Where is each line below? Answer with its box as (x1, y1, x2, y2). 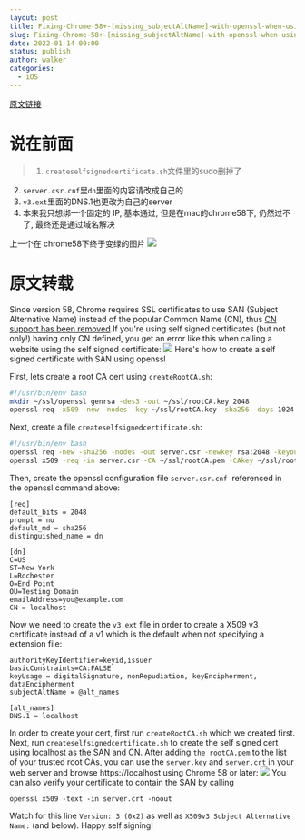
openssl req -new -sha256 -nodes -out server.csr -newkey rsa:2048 (9, 448, 271, 457)
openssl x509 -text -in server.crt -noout (9, 794, 172, 804)
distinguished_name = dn (9, 531, 103, 540)
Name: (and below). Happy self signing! (9, 819, 154, 831)
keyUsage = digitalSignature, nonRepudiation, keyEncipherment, (9, 671, 258, 681)
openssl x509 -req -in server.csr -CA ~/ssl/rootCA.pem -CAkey (9, 456, 254, 465)
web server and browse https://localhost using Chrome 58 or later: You (9, 766, 287, 777)
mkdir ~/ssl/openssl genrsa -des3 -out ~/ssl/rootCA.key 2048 (9, 397, 250, 406)
